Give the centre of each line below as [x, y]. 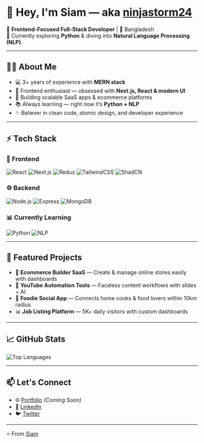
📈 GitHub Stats [36, 339]
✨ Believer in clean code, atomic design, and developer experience [99, 112]
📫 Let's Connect [39, 383]
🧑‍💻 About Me [32, 67]
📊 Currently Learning [39, 217]
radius [23, 304]
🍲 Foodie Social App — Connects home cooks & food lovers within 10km [106, 298]
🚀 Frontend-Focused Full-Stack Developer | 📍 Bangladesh [80, 29]
